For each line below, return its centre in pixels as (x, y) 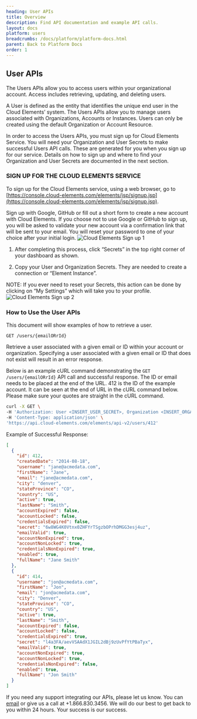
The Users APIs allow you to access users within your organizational (89, 88)
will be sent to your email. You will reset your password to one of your (90, 231)
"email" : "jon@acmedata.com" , (54, 593)
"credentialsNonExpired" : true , (56, 549)
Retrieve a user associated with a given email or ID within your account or (95, 347)
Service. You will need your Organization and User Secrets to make (87, 142)
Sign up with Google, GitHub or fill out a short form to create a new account (97, 213)
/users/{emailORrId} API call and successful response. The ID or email (92, 377)
